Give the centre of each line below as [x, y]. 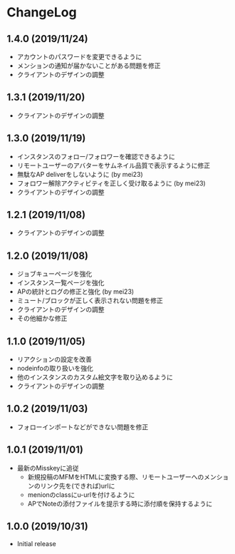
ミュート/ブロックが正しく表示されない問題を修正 [90, 301]
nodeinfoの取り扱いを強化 [55, 369]
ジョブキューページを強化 [54, 274]
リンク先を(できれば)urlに [78, 486]
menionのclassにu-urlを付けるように [81, 494]
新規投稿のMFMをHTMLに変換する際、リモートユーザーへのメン [122, 477]
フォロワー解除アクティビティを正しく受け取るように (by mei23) [111, 183]
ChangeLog [42, 12]
